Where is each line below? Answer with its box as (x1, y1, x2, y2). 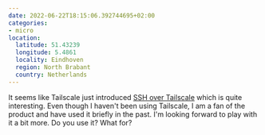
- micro (8, 26, 34, 34)
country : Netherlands (15, 71, 88, 79)
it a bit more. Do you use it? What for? (8, 118, 132, 127)
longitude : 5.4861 (15, 48, 77, 56)
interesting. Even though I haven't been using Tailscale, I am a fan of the (8, 101, 246, 110)
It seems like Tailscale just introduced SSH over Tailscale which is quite (8, 92, 243, 102)
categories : (8, 19, 48, 27)
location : (8, 33, 42, 42)
